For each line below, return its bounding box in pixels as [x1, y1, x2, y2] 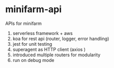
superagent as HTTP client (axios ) [12, 46, 85, 52]
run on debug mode [12, 57, 54, 63]
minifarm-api [5, 4, 62, 15]
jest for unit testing [12, 41, 52, 47]
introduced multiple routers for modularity [12, 52, 101, 58]
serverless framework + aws [12, 30, 73, 36]
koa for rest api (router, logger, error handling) [12, 36, 109, 42]
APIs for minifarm [5, 20, 42, 26]
